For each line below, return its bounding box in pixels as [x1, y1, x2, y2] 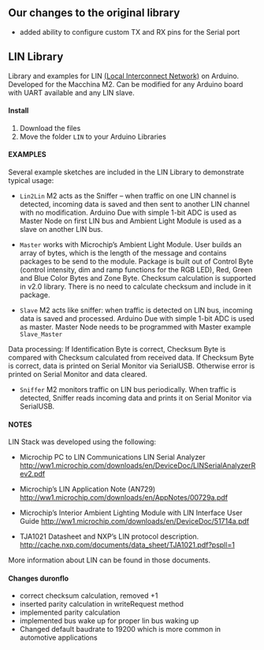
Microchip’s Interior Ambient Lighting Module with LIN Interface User [19, 508, 243, 517]
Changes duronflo [8, 573, 69, 583]
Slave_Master [19, 331, 63, 338]
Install [8, 106, 29, 115]
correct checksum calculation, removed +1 [19, 591, 158, 600]
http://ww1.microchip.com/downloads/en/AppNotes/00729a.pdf [19, 493, 229, 502]
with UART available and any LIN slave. [8, 88, 136, 97]
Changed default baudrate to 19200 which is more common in [19, 625, 221, 634]
